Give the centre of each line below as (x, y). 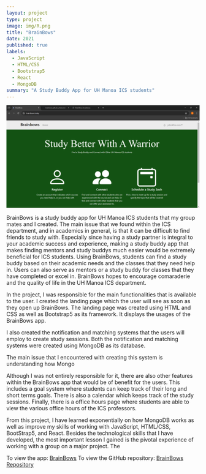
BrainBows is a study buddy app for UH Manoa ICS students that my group (101, 217)
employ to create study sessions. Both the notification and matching (93, 339)
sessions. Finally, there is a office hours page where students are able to (98, 402)
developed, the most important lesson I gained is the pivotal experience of (100, 439)
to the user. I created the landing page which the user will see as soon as (98, 301)
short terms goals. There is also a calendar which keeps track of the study (100, 395)
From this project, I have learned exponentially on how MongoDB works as (100, 420)
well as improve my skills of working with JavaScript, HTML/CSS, (89, 426)
